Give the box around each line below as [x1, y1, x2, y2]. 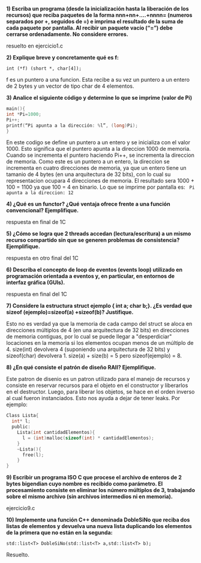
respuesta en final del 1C [6, 291, 67, 298]
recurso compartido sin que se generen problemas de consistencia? [6, 237, 180, 244]
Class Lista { [6, 413, 39, 419]
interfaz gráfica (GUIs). [6, 279, 65, 286]
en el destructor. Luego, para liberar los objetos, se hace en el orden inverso [6, 388, 195, 395]
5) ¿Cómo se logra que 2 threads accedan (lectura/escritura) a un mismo [6, 230, 191, 237]
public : [11, 424, 31, 430]
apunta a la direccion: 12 [6, 190, 74, 196]
